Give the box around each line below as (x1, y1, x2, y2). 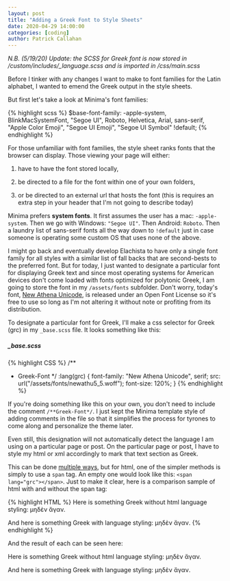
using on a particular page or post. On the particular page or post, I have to (8, 442, 220, 451)
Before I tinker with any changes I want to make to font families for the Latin (8, 75, 221, 83)
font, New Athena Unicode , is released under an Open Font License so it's (8, 291, 216, 299)
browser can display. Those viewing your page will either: (8, 152, 170, 160)
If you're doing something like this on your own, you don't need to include (8, 400, 216, 408)
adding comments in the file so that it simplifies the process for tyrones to (8, 414, 216, 423)
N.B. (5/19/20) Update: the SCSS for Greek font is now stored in (8, 54, 188, 62)
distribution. (8, 305, 42, 313)
